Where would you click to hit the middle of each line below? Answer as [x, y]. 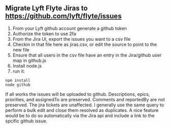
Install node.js [27, 66]
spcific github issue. [26, 121]
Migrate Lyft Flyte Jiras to [46, 8]
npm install [18, 80]
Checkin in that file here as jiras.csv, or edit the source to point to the [85, 44]
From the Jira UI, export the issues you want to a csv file [72, 39]
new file [21, 49]
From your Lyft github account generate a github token [70, 28]
